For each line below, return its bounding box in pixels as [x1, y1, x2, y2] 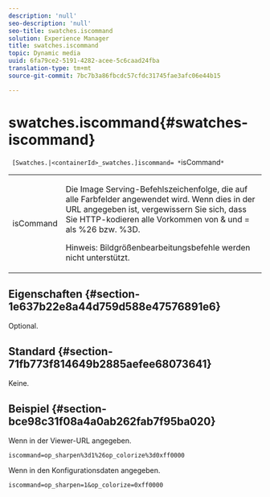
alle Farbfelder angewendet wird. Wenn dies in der [65, 193, 256, 205]
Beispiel [8, 402, 50, 416]
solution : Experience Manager [8, 34, 110, 43]
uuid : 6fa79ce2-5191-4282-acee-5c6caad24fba [8, 57, 160, 65]
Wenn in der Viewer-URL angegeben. [8, 436, 132, 445]
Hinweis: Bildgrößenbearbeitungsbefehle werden [65, 242, 251, 253]
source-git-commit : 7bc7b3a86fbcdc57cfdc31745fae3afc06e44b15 [8, 72, 221, 80]
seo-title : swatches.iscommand [8, 27, 113, 35]
